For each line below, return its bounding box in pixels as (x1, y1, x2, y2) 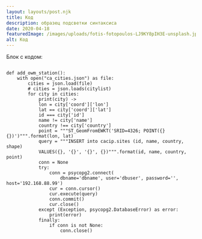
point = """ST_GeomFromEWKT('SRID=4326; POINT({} (38, 128, 165, 134)
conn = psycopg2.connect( (49, 170, 114, 176)
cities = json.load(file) (28, 80, 93, 86)
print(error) (49, 212, 82, 218)
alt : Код (6, 37, 28, 43)
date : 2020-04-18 (6, 25, 50, 32)
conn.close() (60, 228, 93, 234)
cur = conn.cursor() (49, 186, 101, 192)
